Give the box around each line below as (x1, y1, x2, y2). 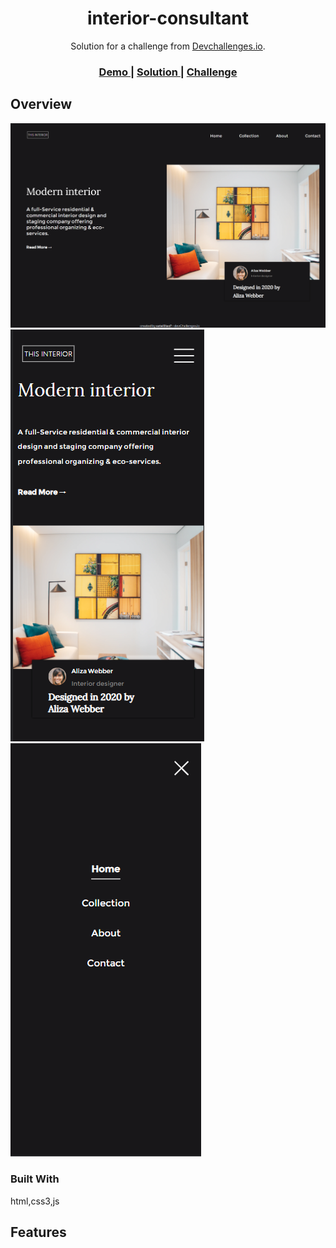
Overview (10, 96, 73, 113)
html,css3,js (10, 1195, 60, 1207)
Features (10, 1223, 67, 1241)
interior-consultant (87, 7, 249, 30)
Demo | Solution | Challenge (98, 65, 238, 79)
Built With (10, 1172, 60, 1186)
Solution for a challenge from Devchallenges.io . (70, 40, 266, 52)
